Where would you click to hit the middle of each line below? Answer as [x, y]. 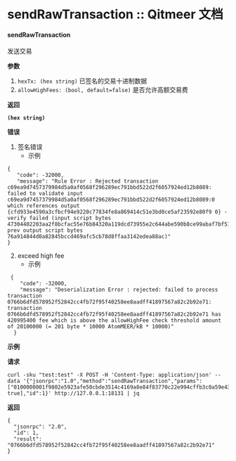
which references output [44, 206]
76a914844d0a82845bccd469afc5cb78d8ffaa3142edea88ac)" [89, 237]
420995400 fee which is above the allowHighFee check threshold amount [114, 320]
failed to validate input [45, 194]
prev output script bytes [45, 230]
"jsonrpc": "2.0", [41, 427]
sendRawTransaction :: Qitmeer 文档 [115, 14]
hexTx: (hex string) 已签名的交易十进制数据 [82, 81]
